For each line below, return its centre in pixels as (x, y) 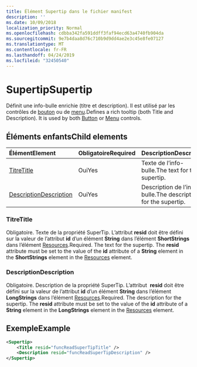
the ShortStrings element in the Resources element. (69, 257)
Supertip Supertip (49, 89)
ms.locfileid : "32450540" (38, 60)
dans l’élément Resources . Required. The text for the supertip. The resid (93, 244)
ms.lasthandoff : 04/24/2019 (40, 55)
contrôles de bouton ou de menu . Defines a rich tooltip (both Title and (90, 112)
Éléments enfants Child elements (67, 136)
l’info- (175, 163)
